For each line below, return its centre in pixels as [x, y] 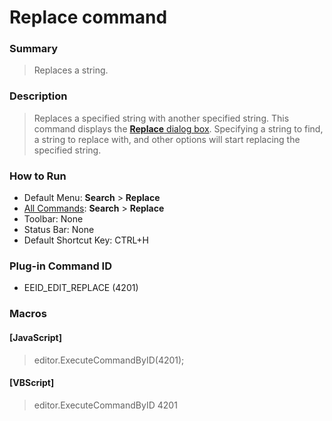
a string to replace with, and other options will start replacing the [167, 139]
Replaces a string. [71, 70]
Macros [28, 314]
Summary [34, 49]
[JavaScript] [35, 337]
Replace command [88, 17]
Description [38, 96]
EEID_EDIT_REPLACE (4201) [81, 288]
